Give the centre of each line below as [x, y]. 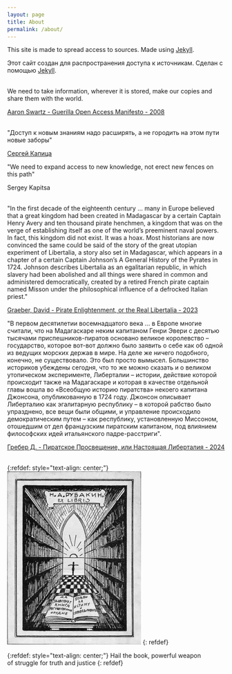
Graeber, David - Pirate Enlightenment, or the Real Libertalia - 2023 [103, 310]
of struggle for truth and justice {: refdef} [65, 663]
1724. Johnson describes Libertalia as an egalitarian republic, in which [107, 267]
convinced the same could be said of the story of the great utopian [102, 245]
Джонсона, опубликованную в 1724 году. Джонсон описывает [99, 397]
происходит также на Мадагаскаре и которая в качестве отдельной [108, 382]
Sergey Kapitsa [29, 188]
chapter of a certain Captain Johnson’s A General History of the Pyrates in [113, 260]
